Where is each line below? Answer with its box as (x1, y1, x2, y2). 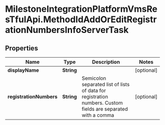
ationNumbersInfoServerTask (5, 25, 129, 35)
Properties (5, 44, 38, 52)
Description (92, 59, 120, 65)
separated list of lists (82, 81, 130, 88)
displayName (7, 67, 39, 73)
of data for (82, 87, 106, 94)
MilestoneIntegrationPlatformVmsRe (5, 3, 158, 15)
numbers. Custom (82, 99, 123, 106)
